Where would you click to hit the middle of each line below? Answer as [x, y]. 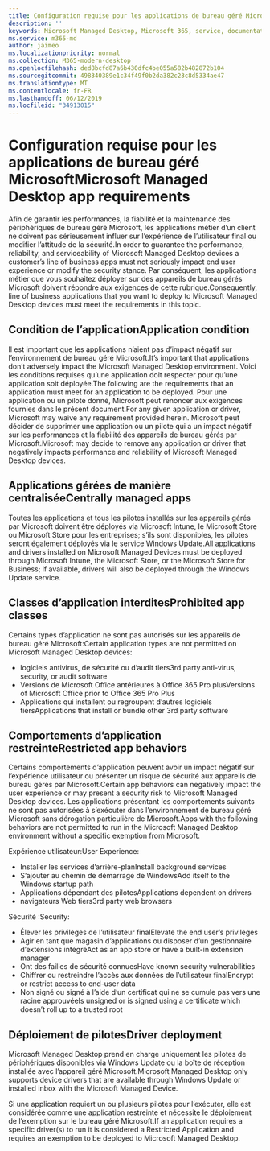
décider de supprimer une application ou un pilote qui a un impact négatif [130, 426]
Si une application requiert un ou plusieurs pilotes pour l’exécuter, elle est [130, 1104]
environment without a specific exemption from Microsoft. [104, 836]
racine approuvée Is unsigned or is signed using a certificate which [130, 1001]
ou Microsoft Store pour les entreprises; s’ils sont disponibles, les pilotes [129, 534]
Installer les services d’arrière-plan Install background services [123, 867]
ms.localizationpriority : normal [64, 53]
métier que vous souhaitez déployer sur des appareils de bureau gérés [125, 279]
